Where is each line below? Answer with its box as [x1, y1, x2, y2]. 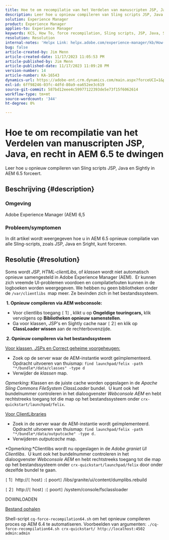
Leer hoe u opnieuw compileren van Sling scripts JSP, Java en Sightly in [5, 165, 155, 171]
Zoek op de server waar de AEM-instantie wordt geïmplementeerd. [12, 355, 152, 361]
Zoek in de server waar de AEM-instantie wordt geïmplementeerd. [12, 421, 150, 427]
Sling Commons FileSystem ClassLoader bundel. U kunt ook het [5, 385, 139, 391]
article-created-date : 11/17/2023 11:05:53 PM [5, 54, 105, 59]
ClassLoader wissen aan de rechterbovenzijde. [12, 326, 112, 332]
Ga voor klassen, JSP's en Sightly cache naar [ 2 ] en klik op [12, 320, 138, 326]
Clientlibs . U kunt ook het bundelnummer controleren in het [5, 451, 129, 457]
